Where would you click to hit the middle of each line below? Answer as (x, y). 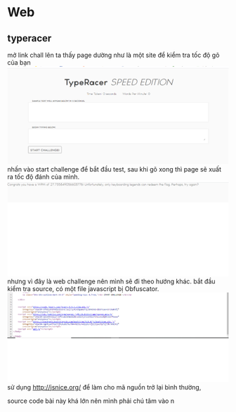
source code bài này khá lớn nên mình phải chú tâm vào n (91, 401)
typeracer (29, 38)
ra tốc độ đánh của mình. (43, 176)
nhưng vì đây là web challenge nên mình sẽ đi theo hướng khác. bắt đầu (111, 281)
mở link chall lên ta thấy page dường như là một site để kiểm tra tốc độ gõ (113, 55)
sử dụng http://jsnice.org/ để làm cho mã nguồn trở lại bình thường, (104, 387)
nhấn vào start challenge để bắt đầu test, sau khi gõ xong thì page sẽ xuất (114, 169)
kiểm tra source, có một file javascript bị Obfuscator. (83, 289)
